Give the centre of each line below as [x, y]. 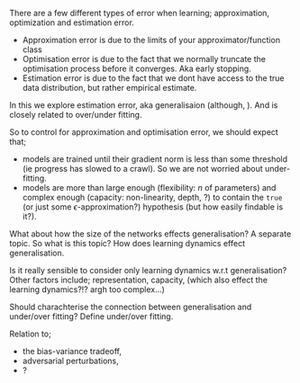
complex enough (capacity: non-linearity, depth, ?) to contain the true [152, 197]
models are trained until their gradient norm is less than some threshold [155, 159]
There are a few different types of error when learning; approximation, [140, 13]
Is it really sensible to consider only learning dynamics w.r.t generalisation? [148, 270]
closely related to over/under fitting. [76, 115]
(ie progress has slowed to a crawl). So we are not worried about [142, 169]
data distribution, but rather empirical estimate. [109, 88]
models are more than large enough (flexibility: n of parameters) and [149, 187]
